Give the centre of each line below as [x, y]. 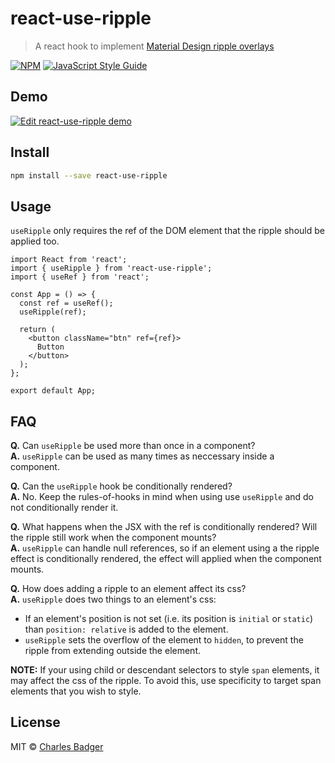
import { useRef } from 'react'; [80, 277]
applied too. [35, 241]
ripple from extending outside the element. [112, 651]
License [35, 722]
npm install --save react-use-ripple [89, 175]
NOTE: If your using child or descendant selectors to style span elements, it [165, 670]
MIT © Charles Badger [57, 746]
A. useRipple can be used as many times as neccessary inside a [142, 456]
